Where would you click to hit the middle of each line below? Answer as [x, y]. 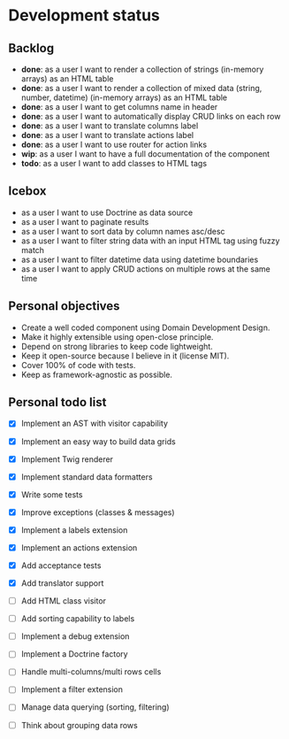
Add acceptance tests [61, 565]
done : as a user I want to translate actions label [107, 135]
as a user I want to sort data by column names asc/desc [123, 231]
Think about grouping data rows [79, 725]
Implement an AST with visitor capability [95, 423]
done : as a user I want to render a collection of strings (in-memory [142, 69]
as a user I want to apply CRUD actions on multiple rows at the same [145, 269]
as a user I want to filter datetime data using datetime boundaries [140, 259]
